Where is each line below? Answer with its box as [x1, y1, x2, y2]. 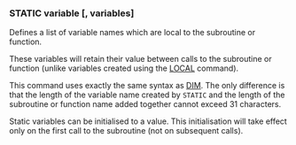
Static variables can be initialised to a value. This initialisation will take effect [9, 116, 288, 126]
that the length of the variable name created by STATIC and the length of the [9, 89, 285, 100]
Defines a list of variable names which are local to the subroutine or [9, 27, 256, 38]
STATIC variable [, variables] [9, 7, 135, 19]
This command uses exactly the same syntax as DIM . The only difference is [9, 80, 285, 91]
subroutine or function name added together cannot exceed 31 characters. [9, 99, 282, 110]
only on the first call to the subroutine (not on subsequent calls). [9, 126, 244, 136]
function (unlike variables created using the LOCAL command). [9, 63, 239, 73]
